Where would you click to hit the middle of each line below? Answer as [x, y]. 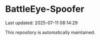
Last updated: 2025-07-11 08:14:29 [41, 23]
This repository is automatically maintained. [50, 32]
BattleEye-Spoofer [45, 9]
